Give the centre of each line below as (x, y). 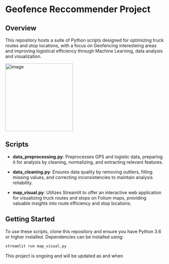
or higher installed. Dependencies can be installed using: (65, 237)
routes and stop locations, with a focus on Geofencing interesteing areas (81, 46)
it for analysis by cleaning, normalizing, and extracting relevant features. (88, 162)
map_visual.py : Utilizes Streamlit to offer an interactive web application (87, 192)
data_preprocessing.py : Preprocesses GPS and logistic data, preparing (88, 157)
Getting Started (30, 219)
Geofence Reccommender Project (78, 9)
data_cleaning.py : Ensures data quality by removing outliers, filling (82, 172)
